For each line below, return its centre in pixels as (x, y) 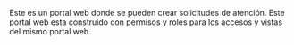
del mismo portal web (49, 31)
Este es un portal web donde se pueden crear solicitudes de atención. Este (147, 13)
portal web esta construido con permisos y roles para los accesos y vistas (146, 22)
